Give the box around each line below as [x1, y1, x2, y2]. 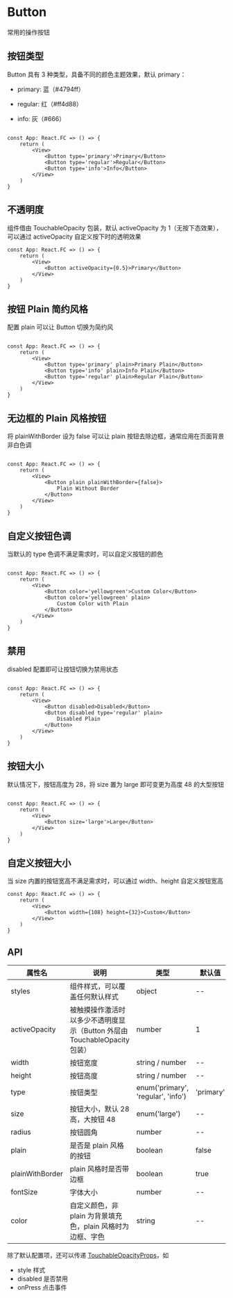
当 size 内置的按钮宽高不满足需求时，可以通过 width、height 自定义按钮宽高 [7, 877, 223, 886]
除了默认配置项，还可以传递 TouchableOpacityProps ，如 [7, 1251, 169, 1260]
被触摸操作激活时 [69, 1005, 126, 1015]
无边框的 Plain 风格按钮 [7, 412, 107, 424]
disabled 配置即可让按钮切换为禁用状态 [7, 665, 119, 673]
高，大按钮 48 [69, 1114, 116, 1124]
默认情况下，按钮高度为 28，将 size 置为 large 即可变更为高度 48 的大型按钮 [7, 780, 224, 788]
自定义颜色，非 [69, 1201, 119, 1210]
